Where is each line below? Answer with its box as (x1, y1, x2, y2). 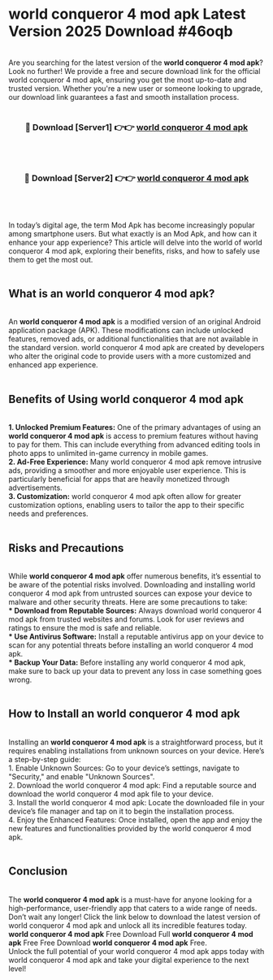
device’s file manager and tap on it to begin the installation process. (8, 806, 235, 816)
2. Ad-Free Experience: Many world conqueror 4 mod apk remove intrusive (8, 457, 262, 467)
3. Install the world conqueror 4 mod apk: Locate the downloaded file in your (8, 797, 265, 807)
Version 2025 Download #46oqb (8, 22, 233, 41)
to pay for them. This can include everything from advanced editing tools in (8, 440, 261, 449)
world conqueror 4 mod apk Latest (8, 5, 246, 24)
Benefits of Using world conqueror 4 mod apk (8, 392, 244, 406)
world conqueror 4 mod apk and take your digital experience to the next (8, 955, 249, 965)
